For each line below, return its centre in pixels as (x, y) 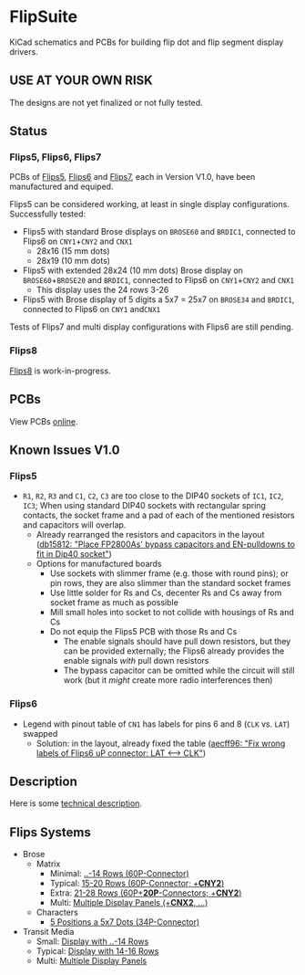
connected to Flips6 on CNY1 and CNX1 (91, 309)
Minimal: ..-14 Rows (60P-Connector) (119, 874)
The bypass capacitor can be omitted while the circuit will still (179, 671)
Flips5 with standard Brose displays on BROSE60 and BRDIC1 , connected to (159, 232)
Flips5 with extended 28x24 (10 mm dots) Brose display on (133, 270)
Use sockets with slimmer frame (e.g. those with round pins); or (169, 573)
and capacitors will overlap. (74, 525)
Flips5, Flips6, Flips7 (56, 157)
